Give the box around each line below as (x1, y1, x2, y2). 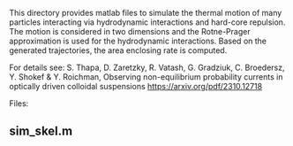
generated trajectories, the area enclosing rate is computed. (9, 45, 228, 56)
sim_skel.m (9, 124, 73, 139)
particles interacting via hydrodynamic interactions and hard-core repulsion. (9, 17, 286, 27)
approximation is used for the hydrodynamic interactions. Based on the (9, 35, 267, 46)
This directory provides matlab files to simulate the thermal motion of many (9, 8, 282, 18)
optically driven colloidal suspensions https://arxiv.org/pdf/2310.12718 (9, 81, 263, 91)
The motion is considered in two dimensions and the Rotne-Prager (9, 27, 251, 36)
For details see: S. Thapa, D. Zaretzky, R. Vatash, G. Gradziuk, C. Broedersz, (9, 62, 285, 73)
